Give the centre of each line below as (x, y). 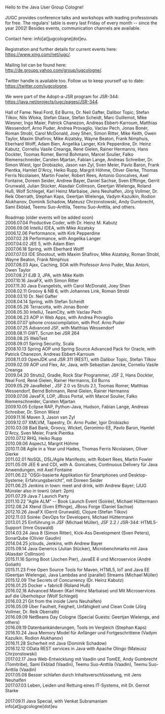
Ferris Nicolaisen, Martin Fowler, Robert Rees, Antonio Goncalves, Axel (77, 175)
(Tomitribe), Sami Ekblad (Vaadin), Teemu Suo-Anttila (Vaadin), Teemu (76, 664)
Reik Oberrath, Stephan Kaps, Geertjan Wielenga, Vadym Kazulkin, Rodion (80, 196)
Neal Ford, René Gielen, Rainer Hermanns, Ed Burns (58, 380)
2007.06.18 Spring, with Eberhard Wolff (45, 249)
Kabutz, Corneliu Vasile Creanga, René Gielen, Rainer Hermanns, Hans (77, 149)
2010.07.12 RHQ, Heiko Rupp (34, 438)
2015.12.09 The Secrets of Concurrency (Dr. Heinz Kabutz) (65, 580)
